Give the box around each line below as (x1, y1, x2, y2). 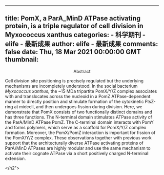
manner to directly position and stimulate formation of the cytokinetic (5, 98, 144, 104)
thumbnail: (5, 56, 39, 64)
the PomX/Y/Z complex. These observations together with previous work (5, 135, 152, 140)
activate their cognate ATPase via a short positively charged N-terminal (5, 150, 149, 156)
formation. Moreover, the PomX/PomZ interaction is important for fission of (5, 130, 156, 136)
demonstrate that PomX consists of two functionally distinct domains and (5, 109, 152, 115)
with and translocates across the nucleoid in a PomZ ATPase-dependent (5, 93, 151, 99)
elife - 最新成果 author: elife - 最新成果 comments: (5, 40, 159, 48)
